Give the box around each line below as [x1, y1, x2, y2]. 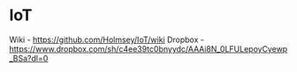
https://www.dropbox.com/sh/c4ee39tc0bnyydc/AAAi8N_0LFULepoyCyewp [9, 43, 288, 54]
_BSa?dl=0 [9, 53, 49, 63]
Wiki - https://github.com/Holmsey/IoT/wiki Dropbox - [9, 34, 205, 45]
